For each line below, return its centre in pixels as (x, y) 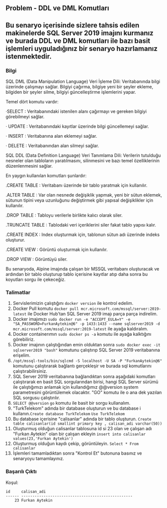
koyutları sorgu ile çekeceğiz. (36, 279)
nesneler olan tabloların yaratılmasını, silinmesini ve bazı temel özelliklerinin (83, 161)
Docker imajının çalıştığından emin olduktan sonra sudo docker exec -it (86, 345)
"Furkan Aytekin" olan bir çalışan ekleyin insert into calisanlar (79, 434)
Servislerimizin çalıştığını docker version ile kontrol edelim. (73, 303)
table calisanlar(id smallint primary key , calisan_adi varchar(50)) (87, 424)
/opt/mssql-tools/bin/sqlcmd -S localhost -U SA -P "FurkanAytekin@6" (87, 361)
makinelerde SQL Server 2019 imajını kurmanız (80, 33)
